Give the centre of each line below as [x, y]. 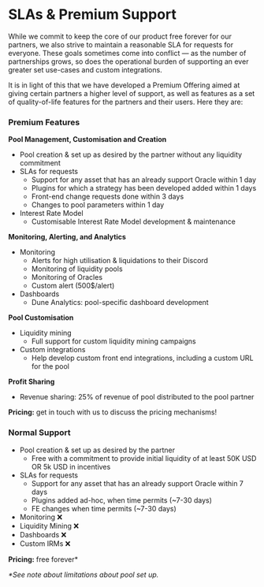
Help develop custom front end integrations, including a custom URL [142, 358]
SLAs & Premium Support [93, 15]
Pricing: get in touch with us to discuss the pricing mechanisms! [113, 412]
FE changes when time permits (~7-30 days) [104, 508]
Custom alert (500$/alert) [73, 286]
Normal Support [39, 433]
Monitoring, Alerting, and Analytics [67, 237]
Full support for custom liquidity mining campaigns [113, 341]
